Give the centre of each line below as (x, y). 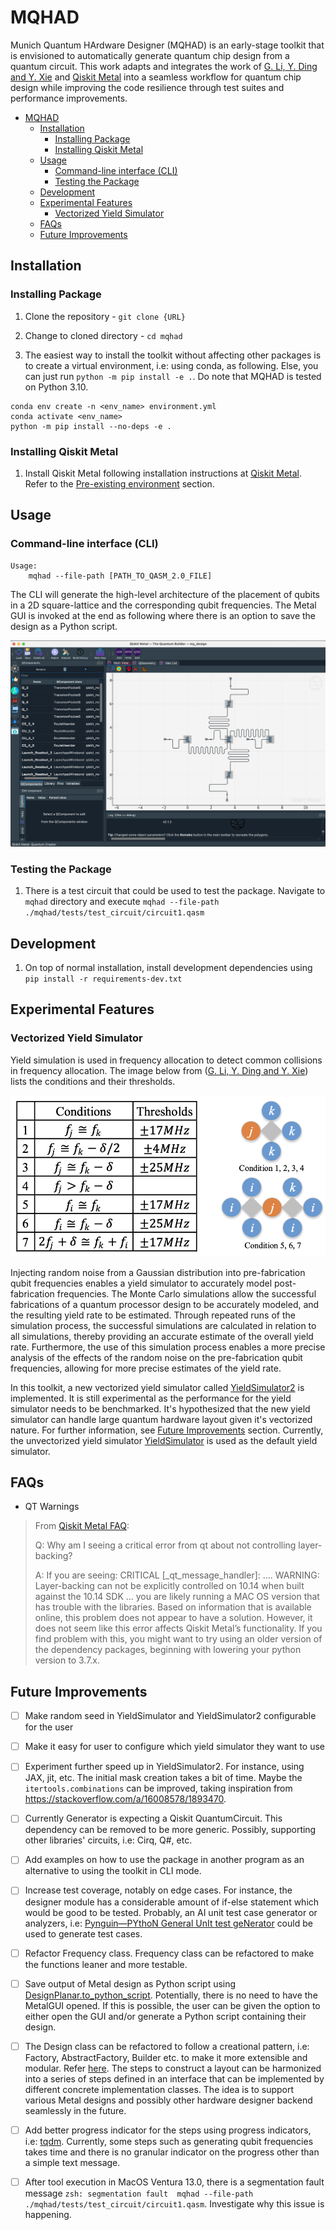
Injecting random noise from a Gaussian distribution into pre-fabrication (158, 1272)
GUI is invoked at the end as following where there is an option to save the (163, 615)
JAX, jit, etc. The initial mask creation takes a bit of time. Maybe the (163, 1778)
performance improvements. (69, 98)
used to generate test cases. (83, 1933)
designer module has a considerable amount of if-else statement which (172, 1902)
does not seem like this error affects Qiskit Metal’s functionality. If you (178, 1628)
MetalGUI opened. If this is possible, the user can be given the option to (172, 2005)
